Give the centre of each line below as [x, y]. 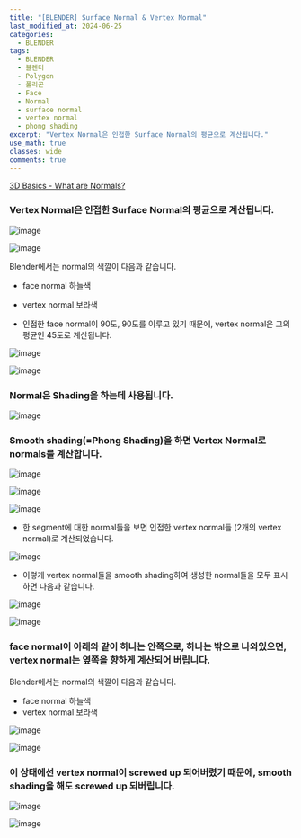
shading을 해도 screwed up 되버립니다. [92, 786]
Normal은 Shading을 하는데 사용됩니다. [91, 395]
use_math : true [38, 143]
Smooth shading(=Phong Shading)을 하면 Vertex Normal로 [138, 441]
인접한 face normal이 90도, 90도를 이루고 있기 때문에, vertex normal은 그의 [156, 324]
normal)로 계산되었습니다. [68, 539]
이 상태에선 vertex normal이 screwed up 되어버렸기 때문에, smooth [150, 772]
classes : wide [36, 151]
